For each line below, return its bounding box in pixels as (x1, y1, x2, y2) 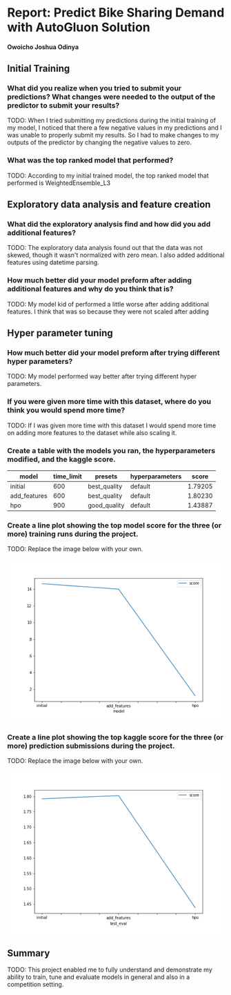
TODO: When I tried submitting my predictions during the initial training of (7, 116, 216, 125)
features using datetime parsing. (7, 258, 100, 267)
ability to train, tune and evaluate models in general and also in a (7, 973, 190, 981)
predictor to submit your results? (7, 101, 120, 110)
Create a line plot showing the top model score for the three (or (7, 520, 222, 530)
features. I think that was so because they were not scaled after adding (7, 307, 209, 316)
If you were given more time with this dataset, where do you (7, 397, 212, 407)
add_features (10, 492, 48, 500)
